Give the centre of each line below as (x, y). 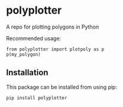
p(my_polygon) (24, 54)
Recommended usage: (33, 38)
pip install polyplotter (37, 98)
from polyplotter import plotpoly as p (55, 49)
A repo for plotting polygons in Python (53, 27)
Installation (27, 73)
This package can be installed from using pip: (61, 87)
